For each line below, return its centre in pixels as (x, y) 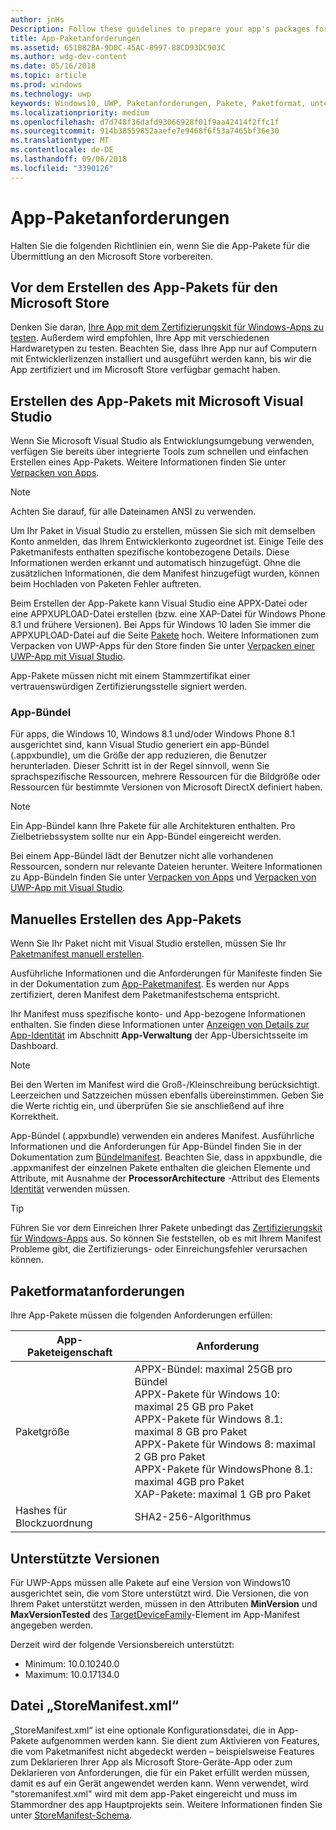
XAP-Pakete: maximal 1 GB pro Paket (223, 1494)
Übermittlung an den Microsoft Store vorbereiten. (112, 256)
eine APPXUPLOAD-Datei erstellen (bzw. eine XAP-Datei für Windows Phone (168, 614)
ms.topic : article (48, 76)
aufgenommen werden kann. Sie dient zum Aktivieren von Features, (180, 1740)
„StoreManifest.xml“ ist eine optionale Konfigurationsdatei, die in (143, 1730)
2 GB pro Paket (170, 1457)
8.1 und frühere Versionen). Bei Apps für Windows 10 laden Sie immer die (161, 625)
